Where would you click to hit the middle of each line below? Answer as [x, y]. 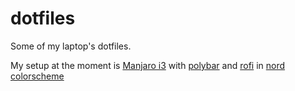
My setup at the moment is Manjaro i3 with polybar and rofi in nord [148, 65]
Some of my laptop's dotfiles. [71, 46]
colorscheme [37, 76]
